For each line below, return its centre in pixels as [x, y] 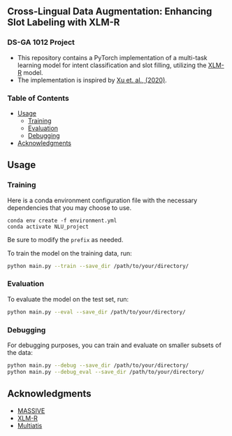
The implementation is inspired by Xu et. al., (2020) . [92, 80]
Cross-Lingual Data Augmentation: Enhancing [110, 12]
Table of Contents [38, 98]
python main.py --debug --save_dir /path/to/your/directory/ [98, 366]
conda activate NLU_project [48, 227]
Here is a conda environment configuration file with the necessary [102, 200]
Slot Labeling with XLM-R [64, 23]
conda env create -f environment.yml [62, 220]
